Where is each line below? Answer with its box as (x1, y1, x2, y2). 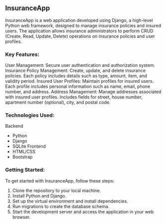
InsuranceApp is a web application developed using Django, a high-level (5, 17, 153, 23)
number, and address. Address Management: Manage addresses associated (5, 89, 162, 95)
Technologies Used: (5, 112, 55, 119)
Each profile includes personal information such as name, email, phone (5, 83, 151, 89)
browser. (12, 214, 31, 220)
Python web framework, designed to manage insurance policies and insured (5, 22, 162, 28)
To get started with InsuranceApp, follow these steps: (5, 178, 115, 184)
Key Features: (5, 51, 40, 58)
